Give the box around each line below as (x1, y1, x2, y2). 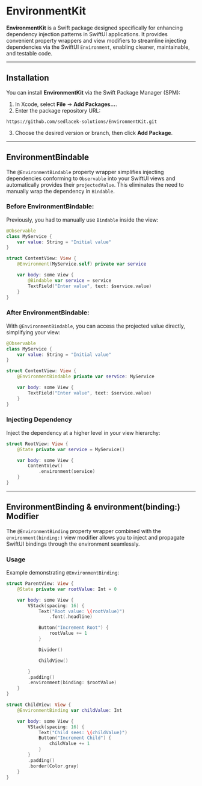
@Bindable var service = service (28, 277, 112, 284)
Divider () (38, 646, 63, 653)
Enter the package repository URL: (14, 107, 101, 114)
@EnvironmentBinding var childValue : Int (17, 707, 122, 713)
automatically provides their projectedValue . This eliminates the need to (6, 181, 185, 188)
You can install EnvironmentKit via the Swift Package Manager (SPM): (6, 89, 180, 96)
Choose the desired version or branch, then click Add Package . (14, 129, 173, 136)
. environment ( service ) (38, 469, 96, 475)
